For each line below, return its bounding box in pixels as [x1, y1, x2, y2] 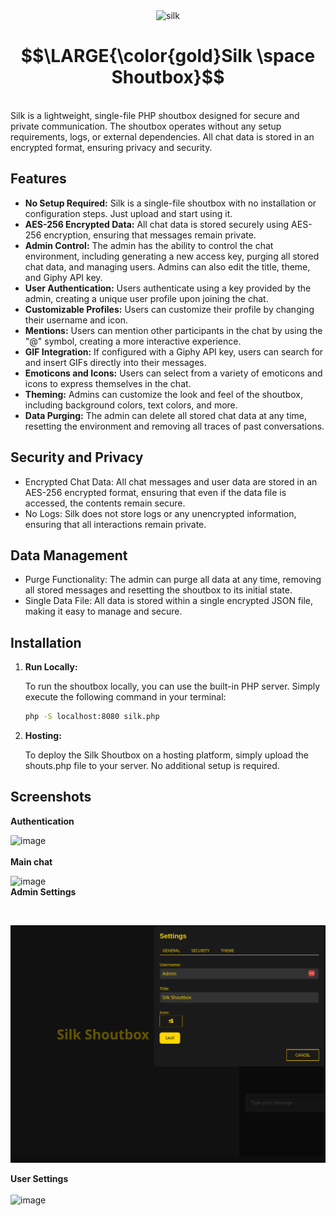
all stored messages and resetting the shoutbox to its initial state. [24, 584, 293, 596]
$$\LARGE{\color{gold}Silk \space [20, 45, 316, 68]
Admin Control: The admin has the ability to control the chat [24, 239, 274, 251]
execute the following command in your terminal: [24, 691, 227, 703]
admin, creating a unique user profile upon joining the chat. [24, 292, 269, 304]
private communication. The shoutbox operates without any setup [10, 120, 282, 132]
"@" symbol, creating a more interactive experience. [24, 335, 242, 347]
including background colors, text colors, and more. [24, 399, 238, 411]
